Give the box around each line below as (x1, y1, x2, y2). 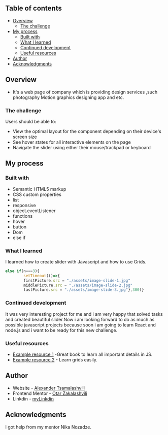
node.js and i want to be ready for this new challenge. (5, 327, 118, 333)
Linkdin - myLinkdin (12, 395, 54, 401)
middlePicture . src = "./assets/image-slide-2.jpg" (23, 283, 133, 288)
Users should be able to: (5, 118, 57, 124)
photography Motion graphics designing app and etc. (12, 94, 124, 101)
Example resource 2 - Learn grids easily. (12, 356, 98, 362)
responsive (12, 202, 37, 208)
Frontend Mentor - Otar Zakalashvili (12, 390, 87, 396)
